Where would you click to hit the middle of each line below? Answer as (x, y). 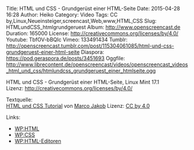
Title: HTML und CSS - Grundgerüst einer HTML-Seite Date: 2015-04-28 (93, 8)
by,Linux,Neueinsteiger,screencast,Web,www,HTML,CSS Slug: (81, 21)
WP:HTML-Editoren (38, 141)
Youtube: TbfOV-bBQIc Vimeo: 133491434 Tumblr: (67, 40)
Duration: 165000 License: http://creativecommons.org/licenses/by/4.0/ (92, 33)
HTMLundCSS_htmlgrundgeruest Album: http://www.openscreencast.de (93, 27)
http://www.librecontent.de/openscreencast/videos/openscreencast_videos (97, 64)
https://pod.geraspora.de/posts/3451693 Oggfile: (66, 58)
